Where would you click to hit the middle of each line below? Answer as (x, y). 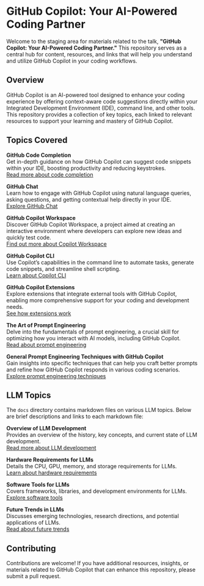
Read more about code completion (50, 174)
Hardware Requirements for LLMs (50, 460)
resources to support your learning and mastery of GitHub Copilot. (90, 121)
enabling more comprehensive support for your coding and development (98, 300)
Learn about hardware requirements (52, 473)
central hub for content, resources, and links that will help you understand (99, 54)
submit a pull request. (34, 576)
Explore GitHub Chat (32, 206)
